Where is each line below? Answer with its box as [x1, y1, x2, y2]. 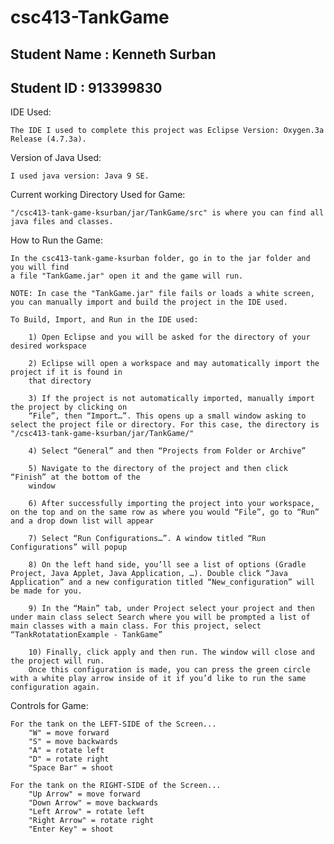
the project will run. [10, 656, 105, 666]
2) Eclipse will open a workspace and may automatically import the [28, 359, 320, 369]
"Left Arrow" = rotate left [28, 807, 145, 817]
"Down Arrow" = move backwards [28, 798, 159, 808]
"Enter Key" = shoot [28, 824, 114, 835]
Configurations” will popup [10, 542, 128, 553]
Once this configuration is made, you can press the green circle [28, 665, 311, 675]
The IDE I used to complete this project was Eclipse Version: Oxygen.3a [10, 126, 325, 136]
